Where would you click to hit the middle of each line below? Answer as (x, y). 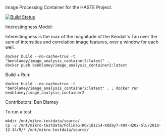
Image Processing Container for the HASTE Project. (59, 7)
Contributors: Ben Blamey (32, 102)
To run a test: (19, 112)
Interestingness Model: (29, 27)
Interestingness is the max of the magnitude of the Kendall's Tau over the (81, 37)
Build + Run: (18, 75)
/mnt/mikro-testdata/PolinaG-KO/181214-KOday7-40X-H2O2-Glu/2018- (90, 125)
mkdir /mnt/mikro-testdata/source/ (43, 121)
